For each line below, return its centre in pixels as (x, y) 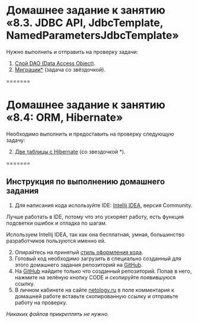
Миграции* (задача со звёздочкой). (60, 69)
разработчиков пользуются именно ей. (56, 241)
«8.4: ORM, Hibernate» (65, 117)
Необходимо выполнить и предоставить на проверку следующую (90, 134)
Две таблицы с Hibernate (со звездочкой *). (70, 151)
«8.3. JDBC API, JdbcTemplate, (85, 23)
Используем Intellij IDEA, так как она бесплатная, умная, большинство (95, 234)
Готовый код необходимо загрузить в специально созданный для (98, 259)
